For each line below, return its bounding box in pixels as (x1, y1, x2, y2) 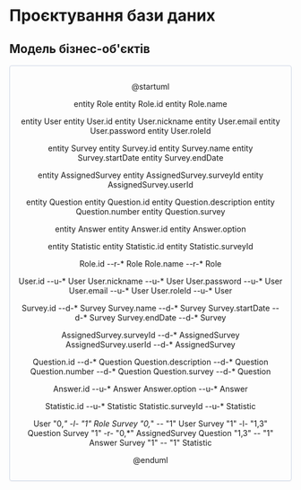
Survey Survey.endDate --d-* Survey (89, 312, 227, 323)
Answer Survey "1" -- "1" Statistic (89, 437, 212, 448)
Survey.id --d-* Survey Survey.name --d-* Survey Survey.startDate (21, 302, 271, 313)
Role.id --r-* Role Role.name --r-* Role (79, 258, 222, 269)
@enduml (133, 455, 168, 465)
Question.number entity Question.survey (75, 206, 226, 216)
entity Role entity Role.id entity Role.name (73, 99, 228, 109)
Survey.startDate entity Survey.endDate (77, 153, 224, 162)
